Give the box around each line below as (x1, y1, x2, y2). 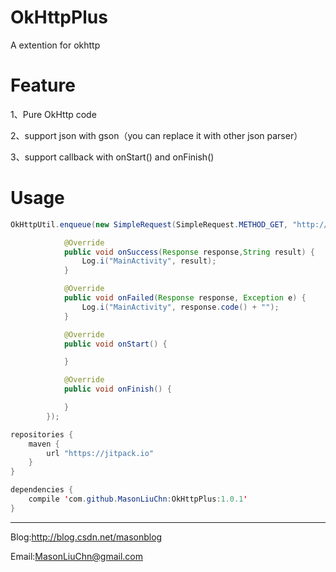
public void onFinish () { (63, 384, 172, 395)
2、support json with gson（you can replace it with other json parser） (10, 129, 303, 141)
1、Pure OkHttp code (10, 108, 97, 120)
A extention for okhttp (10, 39, 101, 51)
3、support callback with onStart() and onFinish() (10, 151, 215, 163)
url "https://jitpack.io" (46, 448, 155, 458)
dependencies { (10, 485, 74, 495)
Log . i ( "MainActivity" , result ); (81, 256, 217, 266)
